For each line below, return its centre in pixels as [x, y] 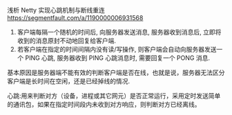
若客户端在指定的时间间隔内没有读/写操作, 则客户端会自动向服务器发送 [117, 49]
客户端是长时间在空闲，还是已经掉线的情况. [69, 81]
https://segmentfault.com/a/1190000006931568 [75, 18]
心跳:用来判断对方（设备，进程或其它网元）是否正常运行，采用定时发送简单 [114, 96]
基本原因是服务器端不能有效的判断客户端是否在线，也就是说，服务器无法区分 [116, 72]
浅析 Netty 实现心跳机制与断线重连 [56, 10]
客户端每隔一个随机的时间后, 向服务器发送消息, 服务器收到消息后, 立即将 [119, 32]
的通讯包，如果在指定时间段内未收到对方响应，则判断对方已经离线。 [104, 104]
